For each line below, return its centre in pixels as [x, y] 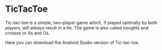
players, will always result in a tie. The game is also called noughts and [77, 27]
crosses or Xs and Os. [28, 33]
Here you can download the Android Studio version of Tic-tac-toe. [72, 42]
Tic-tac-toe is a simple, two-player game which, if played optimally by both [81, 23]
